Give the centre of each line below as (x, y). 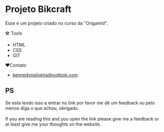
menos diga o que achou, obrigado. (42, 108)
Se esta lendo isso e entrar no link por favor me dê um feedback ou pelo (80, 103)
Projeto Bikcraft (38, 9)
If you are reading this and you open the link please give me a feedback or (82, 118)
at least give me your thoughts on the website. (53, 124)
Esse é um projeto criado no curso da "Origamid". (57, 23)
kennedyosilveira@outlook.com (45, 75)
